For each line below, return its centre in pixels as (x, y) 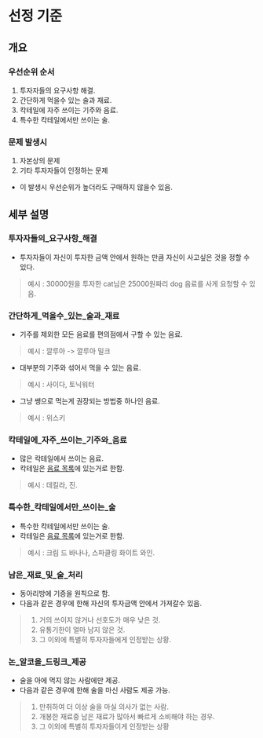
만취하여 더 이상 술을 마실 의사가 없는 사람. (104, 707)
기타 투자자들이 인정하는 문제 (64, 170)
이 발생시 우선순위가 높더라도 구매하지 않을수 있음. (96, 187)
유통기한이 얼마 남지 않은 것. (82, 630)
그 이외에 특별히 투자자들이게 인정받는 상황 (104, 726)
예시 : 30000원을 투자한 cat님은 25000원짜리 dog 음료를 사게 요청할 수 (137, 283)
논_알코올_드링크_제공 (47, 662)
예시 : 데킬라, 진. (52, 485)
